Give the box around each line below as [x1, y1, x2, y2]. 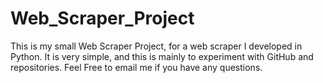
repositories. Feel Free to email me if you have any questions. [10, 61, 263, 73]
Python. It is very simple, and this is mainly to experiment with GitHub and [10, 50, 314, 62]
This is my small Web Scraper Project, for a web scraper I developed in [10, 40, 303, 52]
